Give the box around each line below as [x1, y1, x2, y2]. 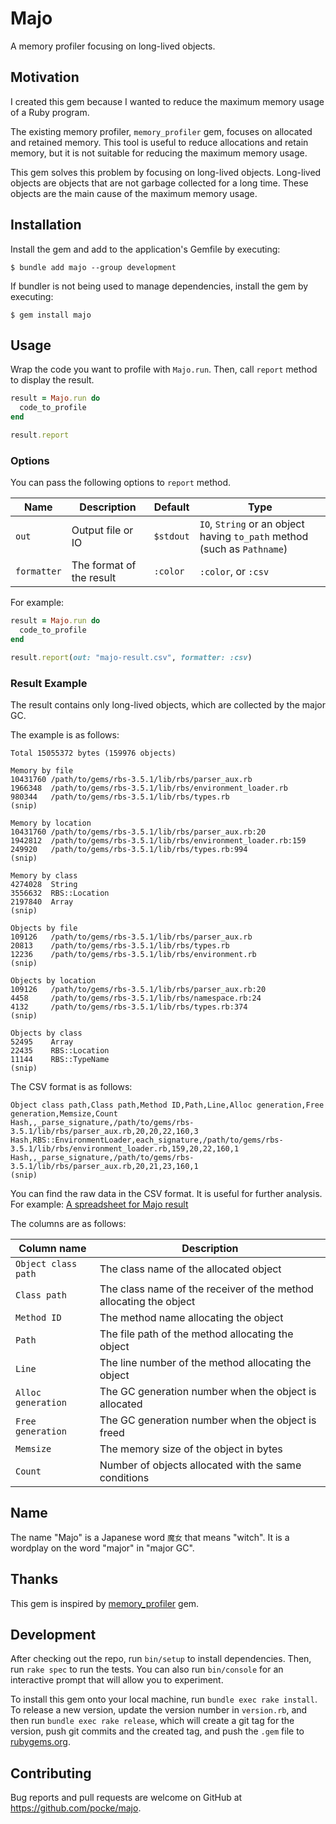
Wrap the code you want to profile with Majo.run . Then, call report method [10, 363, 318, 376]
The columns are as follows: [10, 1217, 127, 1229]
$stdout [153, 531, 190, 542]
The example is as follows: [10, 728, 120, 741]
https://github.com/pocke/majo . [10, 1802, 142, 1814]
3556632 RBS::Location [10, 888, 110, 898]
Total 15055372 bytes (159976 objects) [10, 748, 177, 758]
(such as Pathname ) [199, 542, 288, 556]
